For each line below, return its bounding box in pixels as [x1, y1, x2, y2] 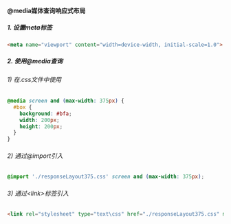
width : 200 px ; [19, 116, 60, 123]
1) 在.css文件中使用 [7, 76, 62, 84]
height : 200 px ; [19, 123, 63, 130]
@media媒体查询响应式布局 [7, 6, 86, 14]
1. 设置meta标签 [7, 23, 53, 32]
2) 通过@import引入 [7, 152, 63, 160]
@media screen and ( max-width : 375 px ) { [7, 97, 125, 105]
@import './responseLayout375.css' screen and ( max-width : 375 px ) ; [7, 173, 205, 181]
